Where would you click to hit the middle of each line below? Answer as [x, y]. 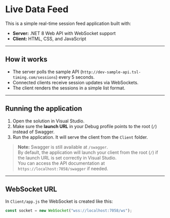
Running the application [44, 108]
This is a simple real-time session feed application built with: [68, 23]
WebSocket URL [31, 189]
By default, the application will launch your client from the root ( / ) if [88, 152]
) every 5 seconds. [75, 77]
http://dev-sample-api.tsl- [111, 72]
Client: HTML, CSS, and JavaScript [49, 39]
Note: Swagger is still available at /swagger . [63, 147]
